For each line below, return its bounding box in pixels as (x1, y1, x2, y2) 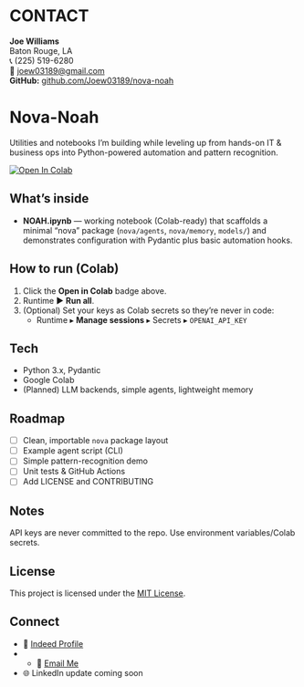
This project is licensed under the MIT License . (9, 588, 186, 599)
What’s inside (9, 191, 89, 206)
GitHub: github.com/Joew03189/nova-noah (9, 75, 174, 86)
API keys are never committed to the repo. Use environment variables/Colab (9, 527, 296, 538)
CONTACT (9, 5, 89, 26)
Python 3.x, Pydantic (22, 365, 101, 376)
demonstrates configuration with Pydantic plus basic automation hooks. (22, 234, 293, 245)
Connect (9, 614, 60, 630)
